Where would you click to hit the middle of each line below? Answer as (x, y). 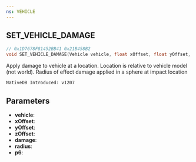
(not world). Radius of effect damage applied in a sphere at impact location (97, 72)
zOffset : (25, 134)
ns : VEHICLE (21, 11)
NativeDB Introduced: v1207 (41, 83)
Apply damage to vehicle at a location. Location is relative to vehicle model (97, 66)
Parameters (28, 101)
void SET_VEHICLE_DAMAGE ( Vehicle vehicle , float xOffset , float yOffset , (99, 54)
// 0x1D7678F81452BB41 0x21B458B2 (49, 49)
